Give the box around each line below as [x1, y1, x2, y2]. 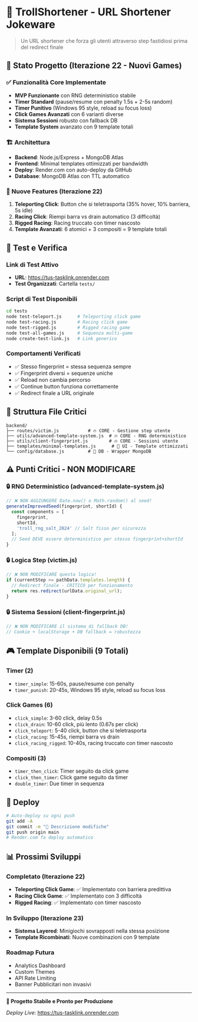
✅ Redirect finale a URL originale [14, 389, 94, 397]
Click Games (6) [6, 701, 53, 709]
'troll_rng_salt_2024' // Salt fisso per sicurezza [16, 525, 146, 531]
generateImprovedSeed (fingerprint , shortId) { [6, 503, 123, 509]
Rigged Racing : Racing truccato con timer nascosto [14, 219, 141, 226]
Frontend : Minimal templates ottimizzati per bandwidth [14, 160, 148, 167]
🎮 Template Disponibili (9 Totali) [6, 646, 128, 656]
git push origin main [6, 829, 60, 835]
